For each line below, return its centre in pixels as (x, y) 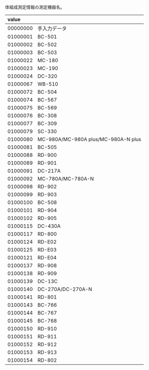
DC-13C (48, 281)
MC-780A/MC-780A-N (66, 179)
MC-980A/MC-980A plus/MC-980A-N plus (90, 139)
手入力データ (52, 28)
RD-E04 (47, 258)
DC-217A (49, 171)
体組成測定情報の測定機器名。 (35, 7)
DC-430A (49, 226)
